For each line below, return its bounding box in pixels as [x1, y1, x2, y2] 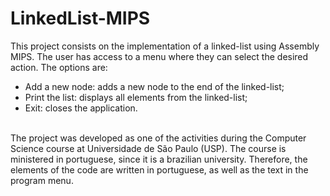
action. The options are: [10, 61, 108, 73]
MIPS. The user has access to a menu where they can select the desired [10, 50, 309, 62]
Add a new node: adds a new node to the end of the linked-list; [24, 80, 285, 92]
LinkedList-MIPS [10, 7, 151, 30]
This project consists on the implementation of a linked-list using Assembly [10, 40, 320, 52]
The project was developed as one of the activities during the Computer [10, 132, 307, 144]
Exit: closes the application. [24, 102, 138, 114]
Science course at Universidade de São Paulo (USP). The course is [10, 142, 287, 154]
